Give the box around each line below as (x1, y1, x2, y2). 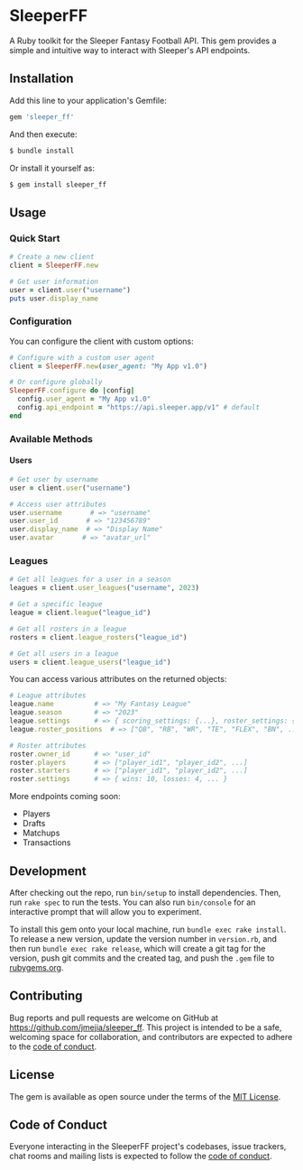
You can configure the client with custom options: (9, 336, 194, 346)
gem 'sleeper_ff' (9, 112, 75, 122)
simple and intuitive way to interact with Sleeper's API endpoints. (9, 44, 251, 55)
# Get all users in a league (9, 649, 119, 659)
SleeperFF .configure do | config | (9, 386, 135, 395)
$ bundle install (9, 146, 75, 155)
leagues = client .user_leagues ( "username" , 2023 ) (9, 584, 200, 593)
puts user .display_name (9, 294, 99, 303)
